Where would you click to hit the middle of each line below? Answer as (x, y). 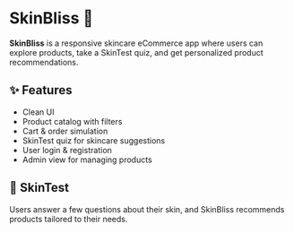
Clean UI (38, 112)
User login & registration (67, 150)
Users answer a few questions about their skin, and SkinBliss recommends (147, 209)
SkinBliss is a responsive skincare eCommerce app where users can (136, 43)
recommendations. (44, 62)
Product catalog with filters (72, 121)
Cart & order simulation (65, 131)
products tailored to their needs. (69, 219)
